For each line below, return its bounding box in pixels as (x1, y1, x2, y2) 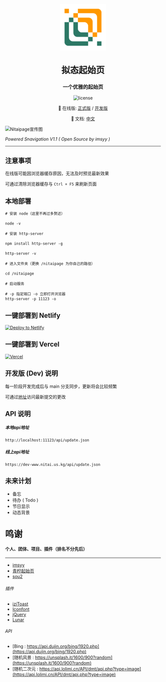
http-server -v (5, 251, 37, 256)
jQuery (12, 612, 26, 618)
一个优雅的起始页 (62, 84, 104, 91)
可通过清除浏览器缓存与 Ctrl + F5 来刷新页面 (5, 181, 97, 187)
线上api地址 (5, 449, 30, 455)
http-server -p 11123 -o (5, 297, 56, 302)
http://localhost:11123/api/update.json (5, 438, 90, 443)
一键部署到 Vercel (5, 340, 60, 349)
